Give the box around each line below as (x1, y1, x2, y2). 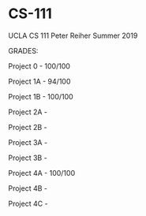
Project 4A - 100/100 (8, 168, 76, 177)
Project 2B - (8, 122, 47, 132)
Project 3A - (8, 137, 48, 147)
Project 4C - (8, 199, 49, 208)
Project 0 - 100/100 (8, 61, 71, 71)
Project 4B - (8, 183, 48, 193)
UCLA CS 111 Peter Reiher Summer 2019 (8, 31, 138, 40)
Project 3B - (8, 153, 47, 162)
